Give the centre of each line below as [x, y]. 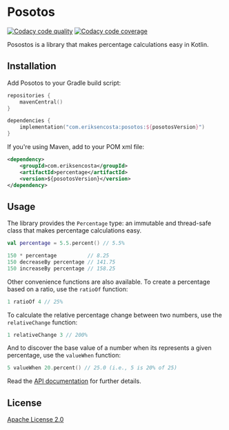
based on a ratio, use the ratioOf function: [68, 289]
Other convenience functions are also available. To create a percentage [109, 282]
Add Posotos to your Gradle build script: [64, 83]
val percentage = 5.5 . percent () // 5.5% [66, 243]
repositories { [29, 95]
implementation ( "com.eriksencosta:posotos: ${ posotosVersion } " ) [112, 127]
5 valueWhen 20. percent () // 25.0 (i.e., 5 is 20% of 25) [92, 368]
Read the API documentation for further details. [74, 381]
